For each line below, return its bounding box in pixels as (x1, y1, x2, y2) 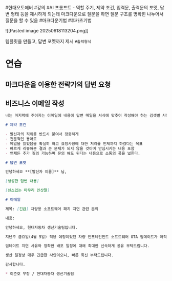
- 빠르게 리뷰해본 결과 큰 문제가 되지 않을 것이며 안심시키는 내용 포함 (5, 146, 135, 151)
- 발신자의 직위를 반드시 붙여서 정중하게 (5, 132, 79, 137)
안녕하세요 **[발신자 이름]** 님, (5, 169, 67, 175)
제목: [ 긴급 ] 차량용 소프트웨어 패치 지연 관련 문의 (5, 206, 99, 212)
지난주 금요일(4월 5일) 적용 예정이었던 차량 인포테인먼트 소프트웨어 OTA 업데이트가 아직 (5, 234, 167, 239)
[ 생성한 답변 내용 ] (5, 179, 39, 184)
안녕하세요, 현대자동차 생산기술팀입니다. (5, 225, 78, 230)
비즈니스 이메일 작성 (5, 99, 64, 108)
